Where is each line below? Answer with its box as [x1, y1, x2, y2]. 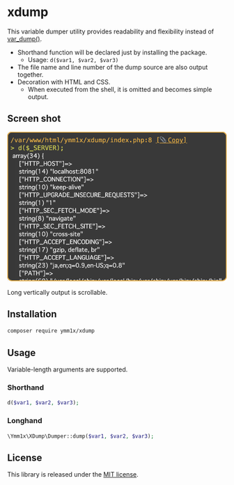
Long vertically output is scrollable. [7, 288, 108, 296]
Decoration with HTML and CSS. [17, 77, 111, 86]
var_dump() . [7, 34, 42, 43]
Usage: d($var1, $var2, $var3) [27, 55, 119, 63]
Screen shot [7, 113, 61, 125]
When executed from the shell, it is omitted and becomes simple [27, 85, 212, 93]
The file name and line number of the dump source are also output [17, 63, 208, 71]
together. [17, 70, 44, 79]
